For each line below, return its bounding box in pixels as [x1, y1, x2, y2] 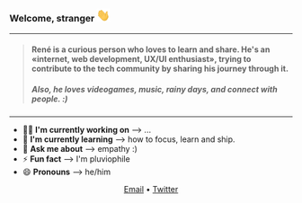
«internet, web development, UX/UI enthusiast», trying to [31, 54, 252, 65]
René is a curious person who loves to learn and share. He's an [31, 44, 271, 55]
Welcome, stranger [9, 13, 95, 25]
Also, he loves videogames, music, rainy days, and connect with [31, 84, 278, 94]
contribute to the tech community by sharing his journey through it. [31, 63, 289, 75]
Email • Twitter [123, 184, 179, 195]
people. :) [31, 93, 68, 104]
